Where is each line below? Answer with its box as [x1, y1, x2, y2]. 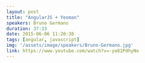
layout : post [6, 8, 39, 15]
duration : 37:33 [6, 25, 47, 32]
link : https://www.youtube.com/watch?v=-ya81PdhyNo [6, 48, 139, 54]
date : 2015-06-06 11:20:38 [6, 31, 74, 37]
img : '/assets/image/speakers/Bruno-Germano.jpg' [6, 43, 134, 49]
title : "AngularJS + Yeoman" [6, 14, 80, 20]
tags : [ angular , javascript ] [6, 37, 80, 43]
